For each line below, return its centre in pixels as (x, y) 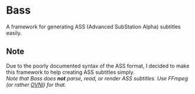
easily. (14, 33)
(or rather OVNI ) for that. (36, 85)
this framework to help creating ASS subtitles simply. (70, 72)
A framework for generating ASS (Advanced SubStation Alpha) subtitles (94, 27)
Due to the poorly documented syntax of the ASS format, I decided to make (98, 66)
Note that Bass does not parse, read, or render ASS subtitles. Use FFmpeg (97, 78)
